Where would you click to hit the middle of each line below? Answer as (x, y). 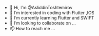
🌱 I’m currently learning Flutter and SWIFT (52, 18)
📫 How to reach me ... (32, 28)
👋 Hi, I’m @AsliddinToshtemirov (41, 8)
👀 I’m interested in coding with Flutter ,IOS (52, 13)
